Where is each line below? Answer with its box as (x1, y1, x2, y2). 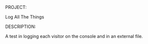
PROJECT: (5, 4, 27, 10)
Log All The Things (5, 14, 44, 19)
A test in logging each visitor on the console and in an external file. (5, 33, 143, 39)
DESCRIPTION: (5, 23, 36, 29)
